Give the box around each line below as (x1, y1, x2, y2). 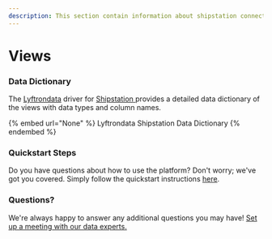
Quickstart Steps (8, 147, 77, 159)
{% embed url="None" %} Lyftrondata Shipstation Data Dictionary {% (8, 118, 240, 128)
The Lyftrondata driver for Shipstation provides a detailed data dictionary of (8, 94, 261, 104)
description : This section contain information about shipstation (8, 11, 237, 20)
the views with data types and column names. (8, 103, 162, 113)
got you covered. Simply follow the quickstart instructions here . (8, 174, 220, 184)
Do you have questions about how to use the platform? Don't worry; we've (8, 165, 257, 175)
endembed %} (8, 127, 57, 137)
